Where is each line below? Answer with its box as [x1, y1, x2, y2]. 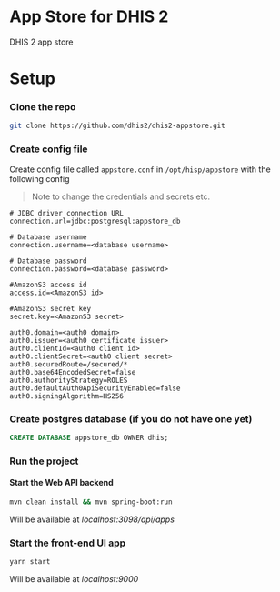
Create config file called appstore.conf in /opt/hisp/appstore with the [9, 164, 271, 175]
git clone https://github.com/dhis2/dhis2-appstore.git [9, 121, 225, 131]
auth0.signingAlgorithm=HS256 [9, 391, 125, 401]
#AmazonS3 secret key [9, 304, 92, 313]
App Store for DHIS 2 [9, 6, 169, 27]
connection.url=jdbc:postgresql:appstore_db [9, 216, 181, 226]
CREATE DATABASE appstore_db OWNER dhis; [9, 433, 169, 442]
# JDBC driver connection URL [9, 208, 125, 217]
